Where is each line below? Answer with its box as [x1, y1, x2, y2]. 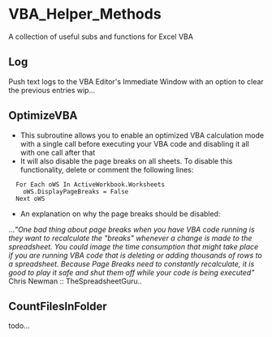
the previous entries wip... [8, 85, 96, 95]
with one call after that [19, 147, 96, 157]
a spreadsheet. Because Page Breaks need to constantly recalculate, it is [8, 258, 255, 268]
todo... [8, 321, 30, 331]
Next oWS [15, 194, 45, 203]
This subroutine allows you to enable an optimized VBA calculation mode [19, 130, 265, 140]
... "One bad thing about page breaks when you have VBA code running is [8, 224, 255, 234]
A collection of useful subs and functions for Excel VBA [8, 32, 193, 41]
